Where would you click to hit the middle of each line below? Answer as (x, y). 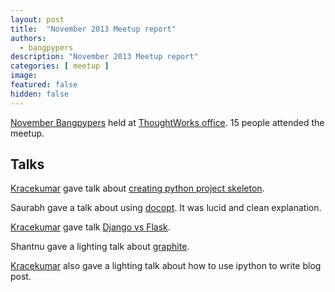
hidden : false (40, 94)
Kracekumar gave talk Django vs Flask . (90, 227)
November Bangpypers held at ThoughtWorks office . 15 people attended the (167, 122)
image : (24, 76)
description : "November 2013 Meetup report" (104, 57)
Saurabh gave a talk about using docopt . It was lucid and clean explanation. (166, 208)
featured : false (44, 85)
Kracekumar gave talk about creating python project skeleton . (137, 188)
